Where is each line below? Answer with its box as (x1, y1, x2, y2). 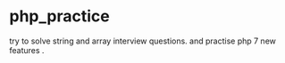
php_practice (9, 6, 110, 27)
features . (9, 44, 45, 55)
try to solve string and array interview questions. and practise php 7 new (9, 35, 277, 46)
